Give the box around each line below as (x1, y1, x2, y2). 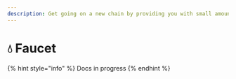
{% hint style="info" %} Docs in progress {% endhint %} (7, 64, 171, 72)
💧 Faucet (7, 40, 56, 56)
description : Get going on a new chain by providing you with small (7, 10, 212, 17)
